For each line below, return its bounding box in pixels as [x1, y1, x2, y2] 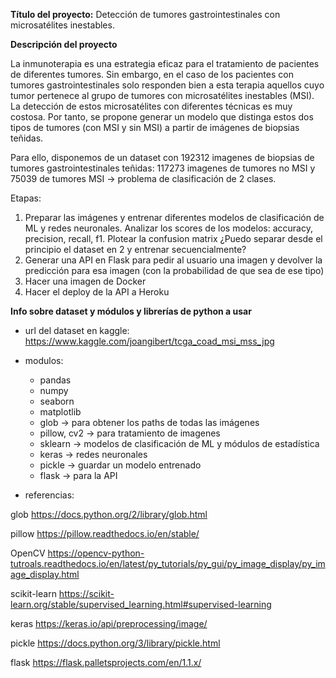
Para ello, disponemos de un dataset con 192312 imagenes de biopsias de [10, 152, 315, 163]
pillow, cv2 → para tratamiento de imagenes [39, 427, 221, 439]
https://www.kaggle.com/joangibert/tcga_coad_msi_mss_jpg [24, 335, 275, 347]
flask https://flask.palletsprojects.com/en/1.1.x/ [10, 657, 202, 668]
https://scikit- [58, 588, 115, 599]
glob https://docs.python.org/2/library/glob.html [10, 509, 208, 520]
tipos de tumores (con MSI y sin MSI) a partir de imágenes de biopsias [10, 122, 300, 133]
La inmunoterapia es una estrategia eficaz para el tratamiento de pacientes [10, 58, 320, 69]
